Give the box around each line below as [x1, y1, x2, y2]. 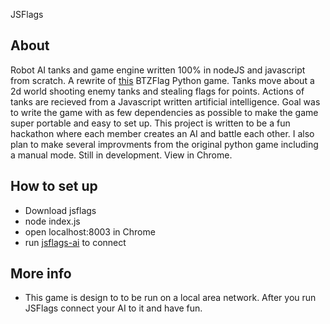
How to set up [10, 178, 98, 195]
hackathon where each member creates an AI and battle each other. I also [10, 127, 315, 139]
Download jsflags [24, 204, 97, 216]
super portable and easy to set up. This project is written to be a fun [10, 117, 291, 129]
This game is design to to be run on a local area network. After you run [24, 292, 317, 304]
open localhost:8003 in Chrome [24, 225, 156, 238]
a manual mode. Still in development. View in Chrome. [10, 149, 233, 161]
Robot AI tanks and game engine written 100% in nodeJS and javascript [10, 64, 306, 76]
